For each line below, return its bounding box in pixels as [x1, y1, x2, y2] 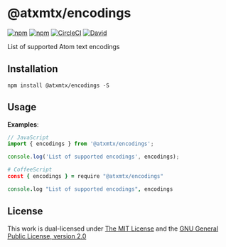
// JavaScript [7, 134, 50, 141]
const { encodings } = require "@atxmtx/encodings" [7, 173, 163, 180]
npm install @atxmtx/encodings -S [7, 82, 110, 89]
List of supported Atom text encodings [7, 42, 120, 51]
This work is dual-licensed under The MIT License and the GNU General [7, 224, 219, 233]
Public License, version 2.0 [7, 231, 87, 240]
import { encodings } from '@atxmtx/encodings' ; [7, 140, 154, 147]
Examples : [7, 120, 39, 129]
